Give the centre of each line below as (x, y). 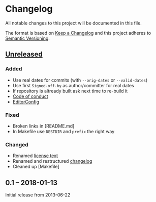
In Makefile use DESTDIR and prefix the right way (64, 131)
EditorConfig (26, 102)
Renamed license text (35, 156)
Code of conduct (30, 96)
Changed (17, 144)
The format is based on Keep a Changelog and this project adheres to (78, 33)
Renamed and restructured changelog (52, 161)
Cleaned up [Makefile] (36, 167)
